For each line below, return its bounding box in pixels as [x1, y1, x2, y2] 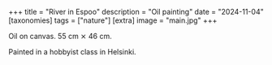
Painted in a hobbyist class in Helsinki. [8, 47, 136, 56]
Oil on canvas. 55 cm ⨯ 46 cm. [8, 32, 112, 41]
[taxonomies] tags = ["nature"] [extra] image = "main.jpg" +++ [8, 15, 218, 25]
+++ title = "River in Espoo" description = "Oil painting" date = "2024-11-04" [8, 7, 264, 16]
